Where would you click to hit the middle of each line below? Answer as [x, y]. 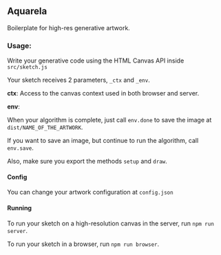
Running [20, 208]
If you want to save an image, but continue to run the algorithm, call [103, 141]
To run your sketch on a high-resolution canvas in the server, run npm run [111, 223]
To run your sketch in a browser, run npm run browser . [83, 244]
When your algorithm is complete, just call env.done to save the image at [109, 120]
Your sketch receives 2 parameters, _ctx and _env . [78, 80]
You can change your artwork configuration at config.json [90, 192]
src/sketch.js [28, 67]
